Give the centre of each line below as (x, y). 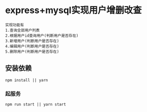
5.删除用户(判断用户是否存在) (32, 51)
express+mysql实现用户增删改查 (73, 10)
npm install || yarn (27, 80)
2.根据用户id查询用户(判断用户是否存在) (42, 36)
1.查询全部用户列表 (23, 30)
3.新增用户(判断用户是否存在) (32, 41)
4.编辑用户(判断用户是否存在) (32, 46)
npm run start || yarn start (36, 104)
